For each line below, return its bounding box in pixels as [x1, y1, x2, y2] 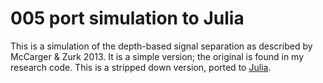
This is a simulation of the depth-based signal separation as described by [10, 40, 313, 52]
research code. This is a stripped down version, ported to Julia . [10, 61, 272, 73]
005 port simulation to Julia [10, 7, 245, 30]
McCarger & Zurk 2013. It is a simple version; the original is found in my [10, 50, 305, 62]
